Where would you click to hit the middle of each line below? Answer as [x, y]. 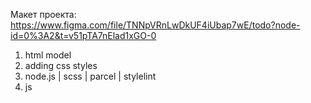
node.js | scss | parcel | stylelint [90, 76]
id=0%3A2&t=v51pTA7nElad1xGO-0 [83, 35]
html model [48, 55]
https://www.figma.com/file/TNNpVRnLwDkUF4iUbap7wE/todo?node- [155, 25]
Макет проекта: [43, 14]
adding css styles [61, 65]
